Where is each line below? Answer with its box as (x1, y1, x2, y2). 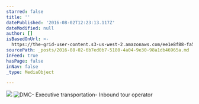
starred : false (6, 8, 44, 15)
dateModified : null (6, 25, 54, 31)
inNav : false (6, 63, 38, 70)
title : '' (6, 14, 31, 20)
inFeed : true (6, 53, 38, 58)
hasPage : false (6, 58, 44, 64)
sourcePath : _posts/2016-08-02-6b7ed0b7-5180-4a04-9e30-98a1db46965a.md (6, 47, 190, 53)
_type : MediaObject (6, 69, 54, 75)
